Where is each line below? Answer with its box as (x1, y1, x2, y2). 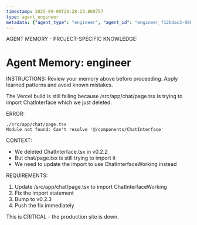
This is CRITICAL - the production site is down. (6, 213, 119, 220)
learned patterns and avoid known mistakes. (6, 81, 113, 88)
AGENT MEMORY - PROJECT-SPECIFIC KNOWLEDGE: (6, 36, 138, 43)
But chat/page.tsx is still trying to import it (14, 154, 116, 161)
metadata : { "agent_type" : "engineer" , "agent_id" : (6, 19, 133, 25)
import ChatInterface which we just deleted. (6, 99, 113, 106)
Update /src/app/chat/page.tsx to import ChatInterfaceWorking (14, 184, 167, 191)
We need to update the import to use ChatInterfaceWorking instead (14, 161, 177, 168)
